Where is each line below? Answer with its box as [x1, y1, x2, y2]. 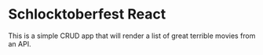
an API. [8, 39, 31, 48]
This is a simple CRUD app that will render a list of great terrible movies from [8, 31, 256, 40]
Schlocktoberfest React [8, 5, 166, 23]
